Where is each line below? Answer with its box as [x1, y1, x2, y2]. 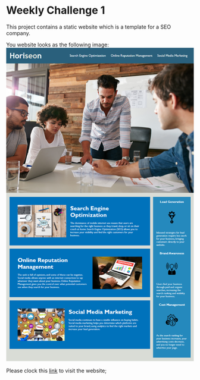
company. [6, 29, 31, 36]
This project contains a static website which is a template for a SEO [6, 23, 171, 30]
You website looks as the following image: [6, 41, 109, 48]
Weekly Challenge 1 [6, 4, 105, 17]
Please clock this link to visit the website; [6, 367, 107, 375]
